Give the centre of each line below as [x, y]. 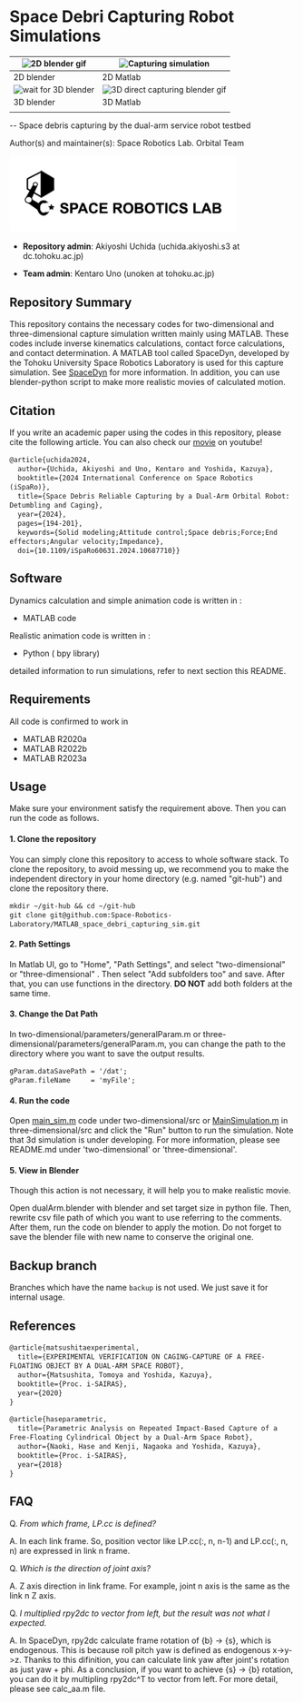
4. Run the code [40, 1100]
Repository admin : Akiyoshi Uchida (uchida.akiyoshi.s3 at [131, 246]
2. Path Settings [40, 944]
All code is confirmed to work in [69, 721]
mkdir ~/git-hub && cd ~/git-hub [73, 906]
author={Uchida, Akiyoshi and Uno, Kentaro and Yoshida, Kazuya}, [146, 469]
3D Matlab [122, 103]
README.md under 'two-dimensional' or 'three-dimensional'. [123, 1150]
